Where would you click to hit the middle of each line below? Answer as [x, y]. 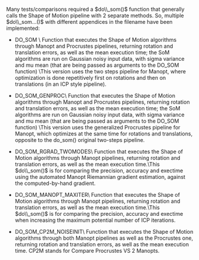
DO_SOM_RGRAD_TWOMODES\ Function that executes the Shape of [99, 151]
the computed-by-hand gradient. [55, 183]
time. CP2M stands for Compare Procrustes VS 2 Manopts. [87, 251]
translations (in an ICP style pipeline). [60, 84]
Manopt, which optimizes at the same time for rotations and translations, [103, 134]
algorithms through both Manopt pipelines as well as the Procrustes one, [104, 238]
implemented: [23, 28]
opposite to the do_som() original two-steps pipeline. [80, 140]
